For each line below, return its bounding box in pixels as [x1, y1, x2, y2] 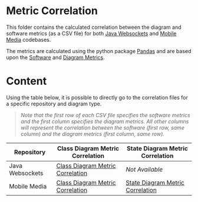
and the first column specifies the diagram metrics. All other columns [20, 118, 189, 125]
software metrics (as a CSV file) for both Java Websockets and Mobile [6, 29, 177, 37]
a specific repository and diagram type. [6, 100, 102, 107]
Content [6, 75, 47, 88]
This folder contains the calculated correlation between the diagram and [6, 24, 181, 31]
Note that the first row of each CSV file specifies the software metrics [20, 111, 190, 118]
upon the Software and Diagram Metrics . [6, 54, 105, 61]
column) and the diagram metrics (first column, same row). [20, 130, 165, 137]
